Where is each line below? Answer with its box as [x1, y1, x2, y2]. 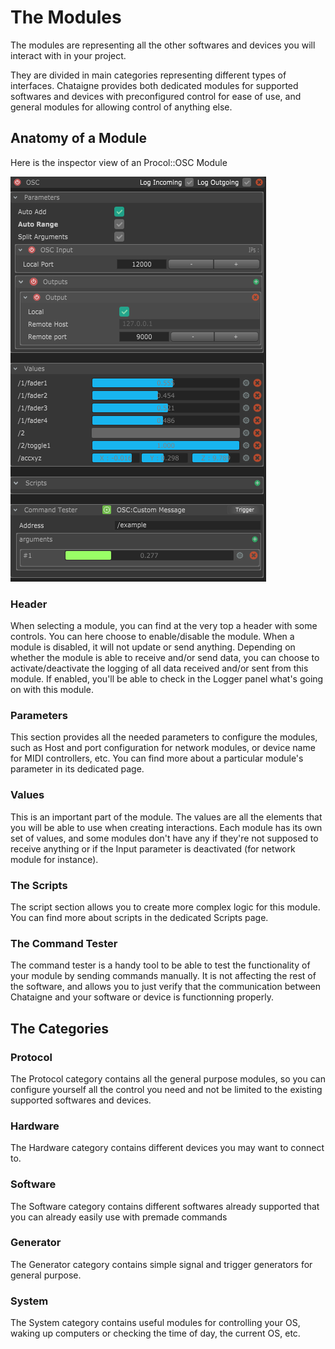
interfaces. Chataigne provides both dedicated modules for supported [10, 79, 299, 91]
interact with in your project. [10, 49, 127, 61]
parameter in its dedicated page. [10, 763, 145, 775]
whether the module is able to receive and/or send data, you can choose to [10, 652, 320, 664]
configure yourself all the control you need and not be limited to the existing [10, 1083, 323, 1095]
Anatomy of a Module [10, 130, 148, 147]
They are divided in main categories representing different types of [10, 69, 287, 81]
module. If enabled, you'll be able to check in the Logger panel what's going [10, 673, 324, 685]
